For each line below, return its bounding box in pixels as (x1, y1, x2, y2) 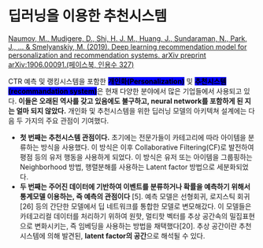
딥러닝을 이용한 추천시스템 (8, 7, 168, 25)
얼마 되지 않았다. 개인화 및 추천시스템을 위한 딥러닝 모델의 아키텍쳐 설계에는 (16, 105, 247, 115)
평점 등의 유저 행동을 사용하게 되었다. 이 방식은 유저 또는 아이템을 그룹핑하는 (19, 152, 254, 161)
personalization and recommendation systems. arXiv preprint (8, 50, 206, 60)
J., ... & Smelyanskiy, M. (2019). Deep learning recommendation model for (8, 42, 247, 51)
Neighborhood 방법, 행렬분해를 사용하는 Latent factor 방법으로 (19, 162, 215, 172)
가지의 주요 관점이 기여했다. (24, 116, 109, 125)
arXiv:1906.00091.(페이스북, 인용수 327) (8, 60, 135, 69)
